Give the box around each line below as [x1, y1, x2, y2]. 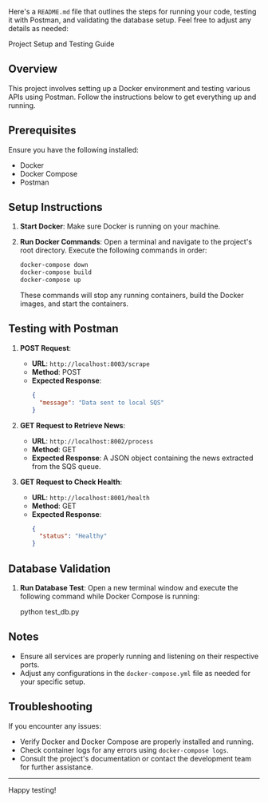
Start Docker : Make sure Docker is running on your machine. [19, 221, 221, 231]
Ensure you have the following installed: [8, 145, 140, 154]
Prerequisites [8, 124, 77, 137]
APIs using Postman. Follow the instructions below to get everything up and [8, 92, 257, 101]
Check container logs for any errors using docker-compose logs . [19, 745, 229, 754]
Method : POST [31, 367, 81, 376]
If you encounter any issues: [8, 721, 102, 730]
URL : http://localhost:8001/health [31, 492, 150, 502]
